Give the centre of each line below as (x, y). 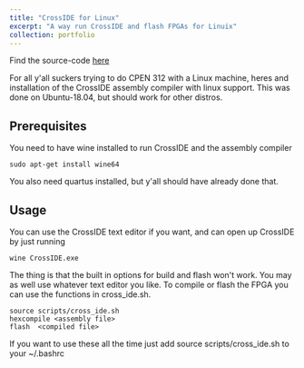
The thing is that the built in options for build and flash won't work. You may (151, 275)
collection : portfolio (52, 35)
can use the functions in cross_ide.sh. (80, 294)
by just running (38, 241)
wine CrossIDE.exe (44, 258)
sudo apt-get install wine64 (64, 164)
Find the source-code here (59, 61)
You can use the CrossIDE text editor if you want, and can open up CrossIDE (152, 232)
